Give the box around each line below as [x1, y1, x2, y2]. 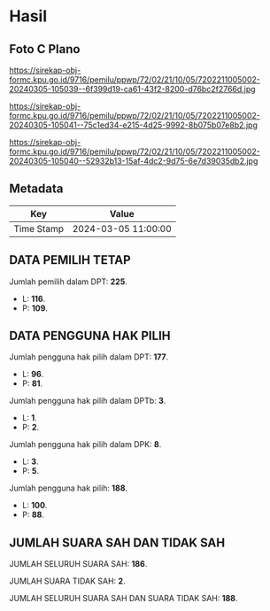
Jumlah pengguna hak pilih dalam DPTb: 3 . [9, 396, 166, 406]
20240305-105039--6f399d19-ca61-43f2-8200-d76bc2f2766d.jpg [9, 84, 256, 94]
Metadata [9, 182, 64, 197]
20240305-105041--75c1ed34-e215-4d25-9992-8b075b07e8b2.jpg [9, 120, 258, 130]
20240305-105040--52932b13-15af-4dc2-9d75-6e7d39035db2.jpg [9, 156, 258, 166]
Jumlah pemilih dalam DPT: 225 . [9, 276, 128, 287]
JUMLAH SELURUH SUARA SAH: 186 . [9, 559, 148, 569]
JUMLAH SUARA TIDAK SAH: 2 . [9, 576, 126, 586]
